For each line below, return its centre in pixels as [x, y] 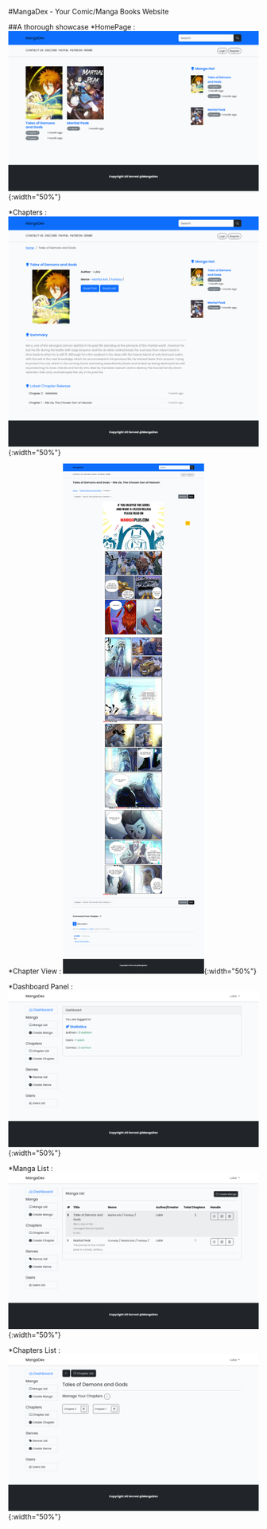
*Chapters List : [35, 1350]
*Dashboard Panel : [41, 987]
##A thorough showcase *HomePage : [72, 27]
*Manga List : [31, 1169]
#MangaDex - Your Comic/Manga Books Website [89, 12]
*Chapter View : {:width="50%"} [132, 971]
